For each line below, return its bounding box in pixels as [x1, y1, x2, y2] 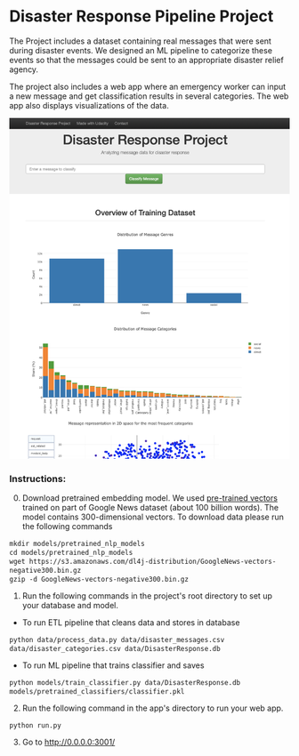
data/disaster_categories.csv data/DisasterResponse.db [9, 645, 221, 654]
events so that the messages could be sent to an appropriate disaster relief [9, 54, 285, 65]
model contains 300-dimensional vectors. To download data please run [21, 511, 285, 522]
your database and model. [21, 600, 118, 611]
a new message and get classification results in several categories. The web [9, 91, 289, 101]
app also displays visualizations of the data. [9, 100, 169, 110]
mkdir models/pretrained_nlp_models [9, 540, 145, 549]
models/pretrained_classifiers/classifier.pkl [9, 688, 185, 696]
